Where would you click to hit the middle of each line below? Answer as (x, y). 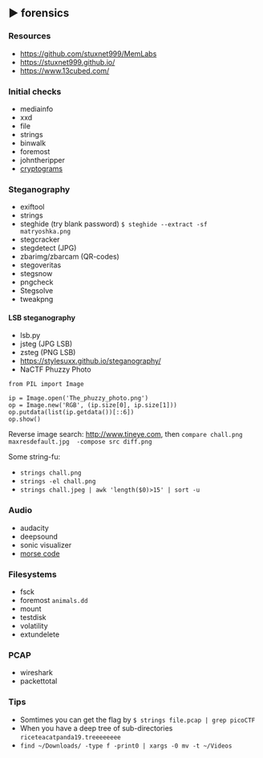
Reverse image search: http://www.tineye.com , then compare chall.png (125, 434)
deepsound (39, 536)
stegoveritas (40, 265)
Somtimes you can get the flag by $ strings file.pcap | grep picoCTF (138, 719)
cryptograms (41, 169)
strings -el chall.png (58, 482)
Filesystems (33, 574)
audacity (34, 528)
